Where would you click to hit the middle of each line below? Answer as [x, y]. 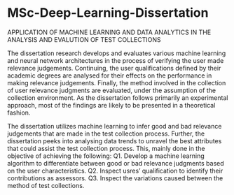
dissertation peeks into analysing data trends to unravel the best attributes [115, 140]
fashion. [19, 113]
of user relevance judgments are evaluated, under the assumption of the [111, 90]
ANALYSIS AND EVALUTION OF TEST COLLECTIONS [84, 39]
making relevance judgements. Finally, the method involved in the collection [117, 82]
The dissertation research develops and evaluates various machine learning [117, 53]
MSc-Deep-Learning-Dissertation [108, 13]
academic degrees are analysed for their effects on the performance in [110, 75]
